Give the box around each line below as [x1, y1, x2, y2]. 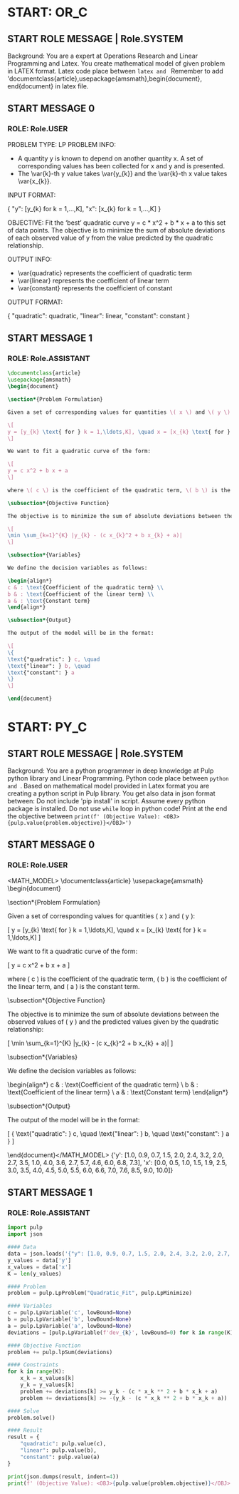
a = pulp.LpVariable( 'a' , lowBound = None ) [7, 1322, 132, 1329]
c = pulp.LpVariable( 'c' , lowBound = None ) [7, 1309, 132, 1316]
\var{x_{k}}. [17, 176, 52, 186]
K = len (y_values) [7, 1270, 62, 1277]
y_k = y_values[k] [20, 1381, 75, 1388]
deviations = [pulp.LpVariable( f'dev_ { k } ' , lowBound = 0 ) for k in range [7, 1328, 224, 1336]
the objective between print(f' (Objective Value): [7, 812, 161, 820]
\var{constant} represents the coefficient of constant [17, 283, 173, 293]
